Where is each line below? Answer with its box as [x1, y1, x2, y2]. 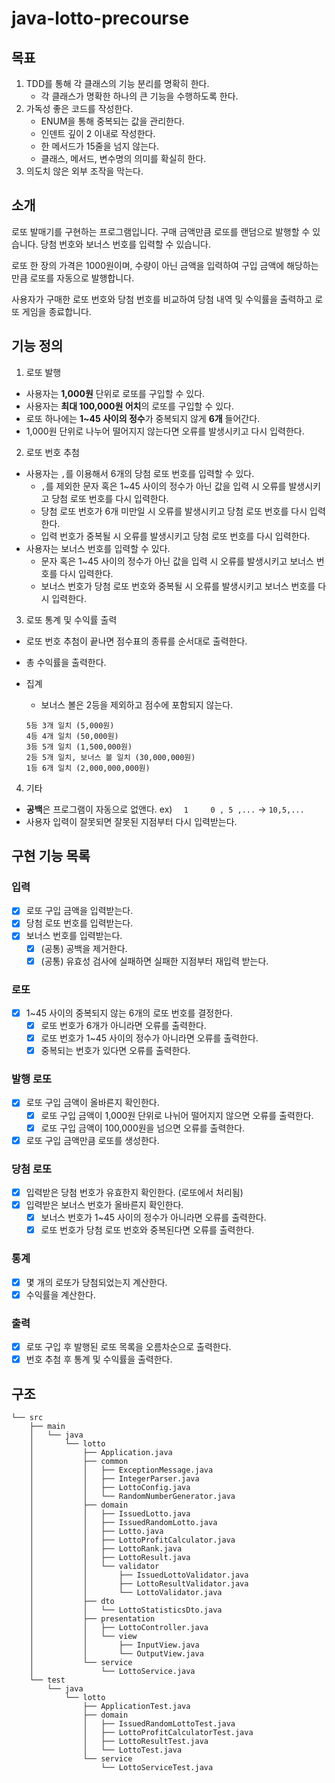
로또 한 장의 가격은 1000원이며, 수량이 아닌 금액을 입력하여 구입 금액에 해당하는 [11, 259, 319, 271]
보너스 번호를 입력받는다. [25, 930, 123, 942]
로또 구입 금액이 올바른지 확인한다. [25, 1097, 160, 1109]
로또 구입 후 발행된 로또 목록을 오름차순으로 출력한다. [25, 1340, 232, 1352]
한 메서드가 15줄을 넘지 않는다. [40, 140, 159, 152]
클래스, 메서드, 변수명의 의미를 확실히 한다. [40, 153, 207, 164]
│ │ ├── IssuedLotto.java [29, 1508, 191, 1519]
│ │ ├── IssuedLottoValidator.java [29, 1570, 249, 1580]
